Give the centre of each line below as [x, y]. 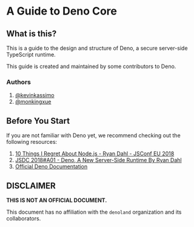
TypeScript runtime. [31, 55]
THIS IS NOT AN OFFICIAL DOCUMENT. [57, 200]
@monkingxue [33, 102]
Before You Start [38, 120]
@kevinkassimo [35, 95]
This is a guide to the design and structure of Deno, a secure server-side [97, 48]
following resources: [32, 142]
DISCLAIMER [31, 185]
